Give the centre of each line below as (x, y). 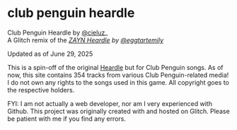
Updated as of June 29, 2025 (50, 54)
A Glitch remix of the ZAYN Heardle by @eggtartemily (86, 40)
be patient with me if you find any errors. (67, 119)
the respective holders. (41, 90)
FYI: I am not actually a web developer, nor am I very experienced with (110, 103)
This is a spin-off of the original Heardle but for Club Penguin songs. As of (116, 67)
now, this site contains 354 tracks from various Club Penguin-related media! (118, 75)
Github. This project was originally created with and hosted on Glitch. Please (118, 111)
